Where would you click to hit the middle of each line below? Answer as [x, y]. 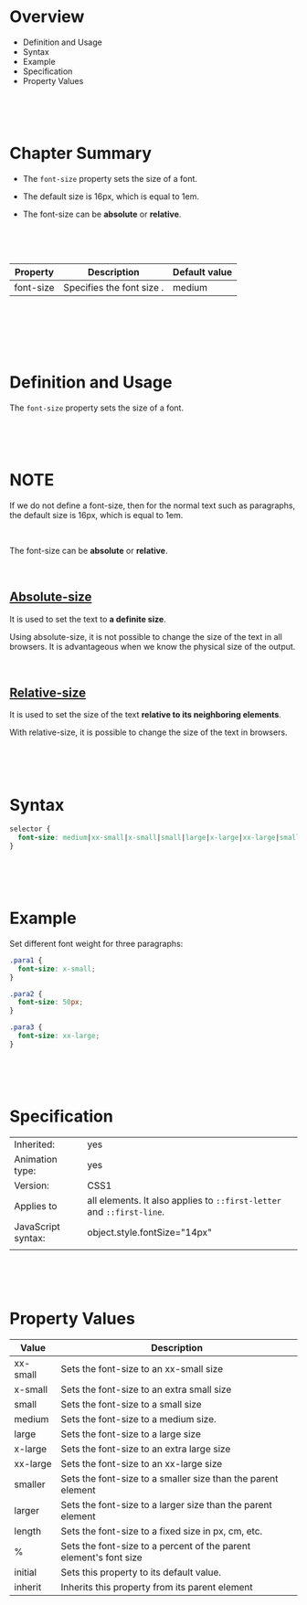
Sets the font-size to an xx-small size [142, 1368]
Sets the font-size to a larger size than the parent [166, 1504]
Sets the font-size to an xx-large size [142, 1463]
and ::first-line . [126, 1211]
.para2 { [26, 994]
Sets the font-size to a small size [132, 1404]
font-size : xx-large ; [59, 1036]
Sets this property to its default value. [141, 1572]
